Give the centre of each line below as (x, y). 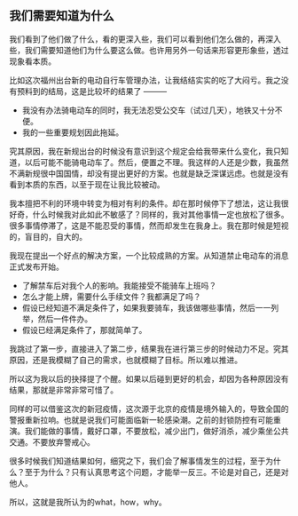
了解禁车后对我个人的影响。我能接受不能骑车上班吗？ (119, 285)
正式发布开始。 (36, 266)
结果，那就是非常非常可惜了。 (63, 390)
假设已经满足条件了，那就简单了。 (84, 329)
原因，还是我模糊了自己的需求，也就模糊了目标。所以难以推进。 (125, 360)
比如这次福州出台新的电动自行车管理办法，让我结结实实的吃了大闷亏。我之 (145, 80)
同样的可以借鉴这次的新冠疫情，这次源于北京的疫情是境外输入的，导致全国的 (149, 409)
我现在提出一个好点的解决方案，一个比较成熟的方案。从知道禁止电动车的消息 (149, 255)
